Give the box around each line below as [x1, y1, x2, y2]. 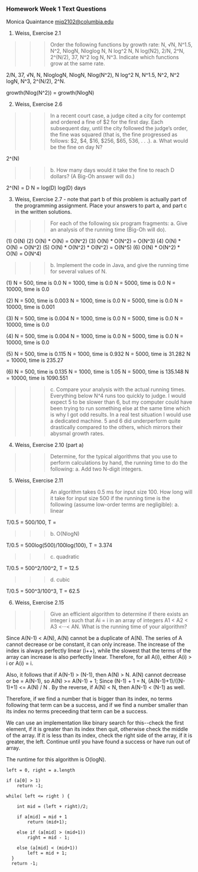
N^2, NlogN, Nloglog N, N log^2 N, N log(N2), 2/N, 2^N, [50, 47, 185, 54]
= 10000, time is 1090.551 [6, 375, 68, 382]
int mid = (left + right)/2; [17, 804, 89, 810]
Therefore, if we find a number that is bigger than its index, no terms [6, 695, 173, 703]
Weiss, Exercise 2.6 [14, 101, 63, 108]
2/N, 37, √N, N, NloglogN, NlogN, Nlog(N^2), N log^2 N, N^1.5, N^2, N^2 [6, 72, 180, 79]
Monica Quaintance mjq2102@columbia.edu [6, 18, 114, 25]
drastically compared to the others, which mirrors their [50, 424, 183, 431]
